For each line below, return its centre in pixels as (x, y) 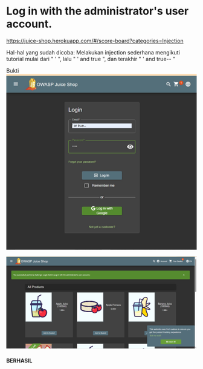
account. (29, 24)
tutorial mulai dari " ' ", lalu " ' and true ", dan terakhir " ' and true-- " (91, 59)
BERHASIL (19, 361)
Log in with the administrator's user (98, 11)
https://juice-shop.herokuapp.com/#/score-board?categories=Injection (95, 41)
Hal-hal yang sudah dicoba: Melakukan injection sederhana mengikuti (93, 52)
